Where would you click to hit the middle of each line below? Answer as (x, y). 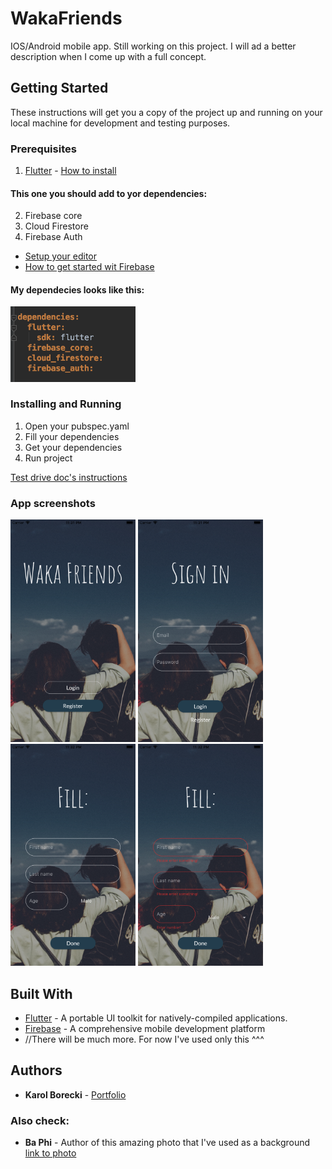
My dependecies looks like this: (77, 289)
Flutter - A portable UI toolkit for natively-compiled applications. (156, 1018)
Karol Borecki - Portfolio (75, 1094)
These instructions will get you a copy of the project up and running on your (166, 112)
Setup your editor (61, 256)
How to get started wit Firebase (89, 267)
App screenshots (53, 503)
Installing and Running (66, 404)
